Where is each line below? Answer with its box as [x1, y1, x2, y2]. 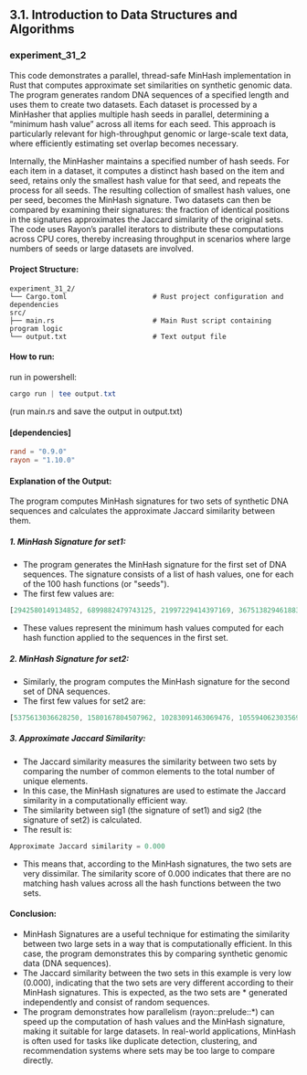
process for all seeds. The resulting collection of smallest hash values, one [9, 185, 291, 196]
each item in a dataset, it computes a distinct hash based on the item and [9, 165, 285, 176]
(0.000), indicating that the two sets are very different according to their [22, 977, 294, 988]
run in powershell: [9, 372, 78, 383]
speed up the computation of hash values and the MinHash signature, [22, 1016, 286, 1027]
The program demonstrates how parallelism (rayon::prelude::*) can [22, 1006, 275, 1017]
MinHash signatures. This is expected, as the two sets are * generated [22, 986, 288, 997]
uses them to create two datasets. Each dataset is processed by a [9, 99, 258, 110]
